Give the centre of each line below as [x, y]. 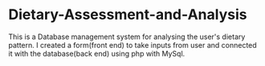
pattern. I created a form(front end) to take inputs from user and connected [132, 45]
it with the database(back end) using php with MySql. [97, 53]
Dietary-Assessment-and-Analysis [128, 15]
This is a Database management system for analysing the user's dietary [127, 37]
